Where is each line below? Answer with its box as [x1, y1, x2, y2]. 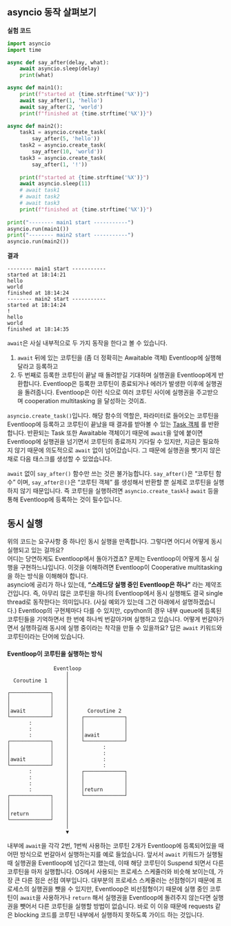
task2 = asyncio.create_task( [19, 142, 107, 149]
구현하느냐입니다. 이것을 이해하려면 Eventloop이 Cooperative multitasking [19, 563, 223, 571]
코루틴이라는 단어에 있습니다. [7, 632, 85, 640]
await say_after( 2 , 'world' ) [19, 103, 103, 111]
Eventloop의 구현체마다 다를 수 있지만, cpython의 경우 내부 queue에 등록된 [18, 606, 222, 614]
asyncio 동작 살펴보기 [7, 6, 97, 19]
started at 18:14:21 [7, 272, 67, 279]
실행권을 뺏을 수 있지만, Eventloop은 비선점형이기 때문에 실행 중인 [30, 885, 208, 893]
